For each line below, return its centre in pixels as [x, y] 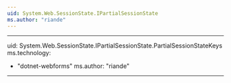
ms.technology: [29, 52]
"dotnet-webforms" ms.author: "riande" [73, 66]
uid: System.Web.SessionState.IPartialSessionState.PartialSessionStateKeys [115, 46]
